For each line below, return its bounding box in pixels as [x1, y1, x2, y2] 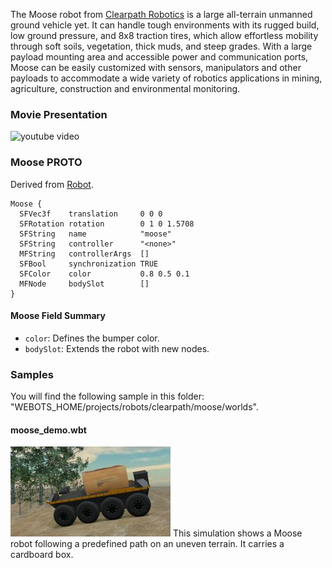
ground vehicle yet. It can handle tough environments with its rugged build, [10, 19, 320, 31]
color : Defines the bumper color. [24, 332, 160, 344]
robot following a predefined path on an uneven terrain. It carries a [10, 538, 285, 550]
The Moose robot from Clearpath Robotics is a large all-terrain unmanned [10, 9, 313, 20]
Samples [10, 367, 54, 381]
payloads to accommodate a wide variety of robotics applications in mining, [10, 72, 323, 84]
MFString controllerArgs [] [19, 249, 150, 259]
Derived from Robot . [10, 178, 94, 190]
